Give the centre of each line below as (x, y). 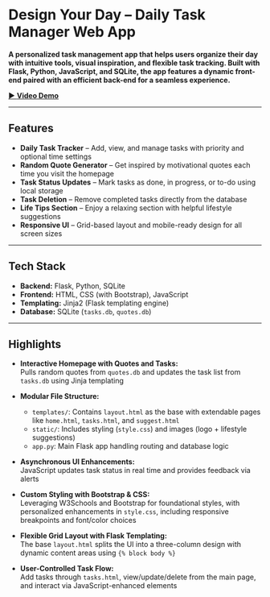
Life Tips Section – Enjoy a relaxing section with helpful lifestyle (126, 208)
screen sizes (41, 233)
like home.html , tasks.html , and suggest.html (106, 421)
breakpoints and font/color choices (78, 520)
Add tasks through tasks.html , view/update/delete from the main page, (138, 577)
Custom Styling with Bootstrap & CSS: (85, 495)
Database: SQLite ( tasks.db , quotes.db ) (86, 311)
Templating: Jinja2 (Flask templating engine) (94, 303)
